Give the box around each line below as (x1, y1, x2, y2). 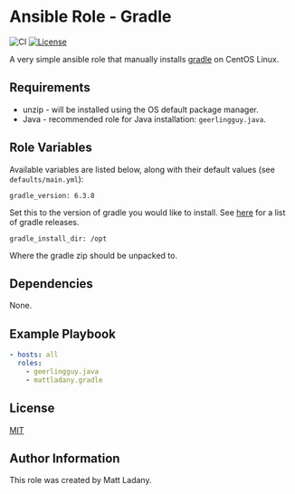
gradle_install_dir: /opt (9, 233, 107, 243)
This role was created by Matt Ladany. (9, 475, 152, 486)
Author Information (9, 451, 120, 466)
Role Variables (9, 140, 92, 156)
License (9, 401, 55, 416)
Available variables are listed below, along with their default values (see (9, 164, 276, 175)
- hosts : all (9, 350, 59, 359)
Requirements (9, 80, 90, 96)
